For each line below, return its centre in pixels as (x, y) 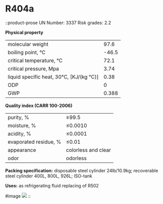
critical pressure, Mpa (33, 68)
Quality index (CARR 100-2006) (39, 106)
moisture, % (22, 125)
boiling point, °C (27, 52)
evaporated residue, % (35, 142)
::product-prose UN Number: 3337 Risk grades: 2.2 (58, 23)
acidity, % (20, 134)
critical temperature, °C (35, 60)
